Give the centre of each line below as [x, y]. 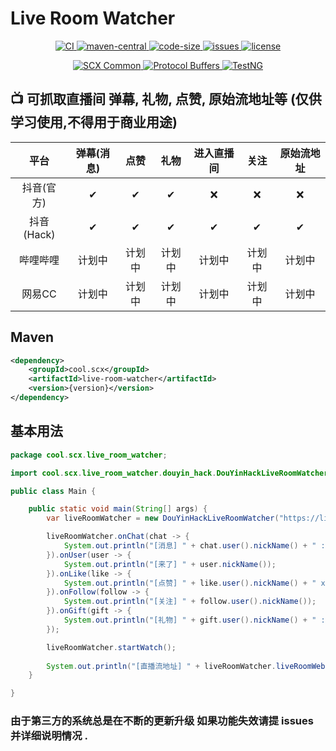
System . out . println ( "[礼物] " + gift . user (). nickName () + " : [194, 620]
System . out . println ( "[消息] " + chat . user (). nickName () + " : [194, 546]
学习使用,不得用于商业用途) [94, 122]
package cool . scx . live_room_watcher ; [89, 455]
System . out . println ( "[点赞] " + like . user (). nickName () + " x [194, 583]
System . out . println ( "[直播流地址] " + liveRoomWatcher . [161, 666]
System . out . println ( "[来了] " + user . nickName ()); [170, 564]
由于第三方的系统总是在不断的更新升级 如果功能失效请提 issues [162, 721]
